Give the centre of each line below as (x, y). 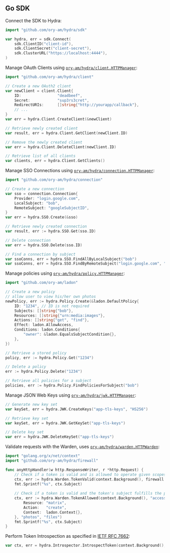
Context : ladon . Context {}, (53, 512)
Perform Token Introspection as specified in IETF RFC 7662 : (68, 536)
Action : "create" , (45, 507)
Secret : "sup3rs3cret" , (52, 100)
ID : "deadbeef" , (48, 95)
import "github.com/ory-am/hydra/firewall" (52, 461)
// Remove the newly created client (44, 142)
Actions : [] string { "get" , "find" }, (52, 320)
